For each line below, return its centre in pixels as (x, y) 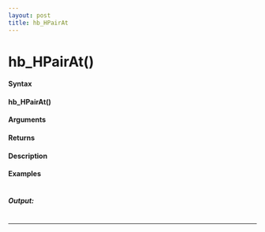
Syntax (20, 84)
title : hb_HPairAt (38, 23)
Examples (25, 174)
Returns (22, 138)
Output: (21, 201)
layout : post (30, 15)
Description (28, 156)
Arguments (27, 120)
